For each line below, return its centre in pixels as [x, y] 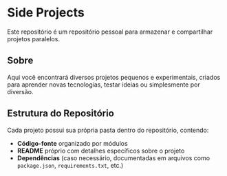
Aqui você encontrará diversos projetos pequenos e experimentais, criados [114, 77]
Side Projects [46, 13]
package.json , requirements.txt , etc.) [70, 165]
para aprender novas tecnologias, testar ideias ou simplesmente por [104, 85]
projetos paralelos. [34, 38]
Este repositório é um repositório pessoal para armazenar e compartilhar [110, 32]
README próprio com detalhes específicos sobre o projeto [101, 151]
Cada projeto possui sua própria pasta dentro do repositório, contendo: [108, 130]
